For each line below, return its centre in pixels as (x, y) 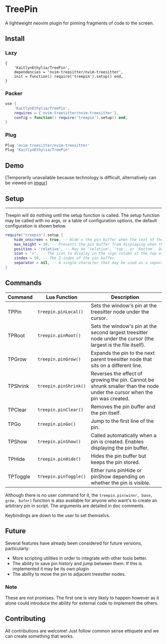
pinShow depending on (118, 476)
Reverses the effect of (117, 373)
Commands (24, 283)
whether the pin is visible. (121, 483)
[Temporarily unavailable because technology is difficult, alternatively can (81, 178)
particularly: (17, 548)
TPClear (17, 409)
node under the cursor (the (122, 338)
